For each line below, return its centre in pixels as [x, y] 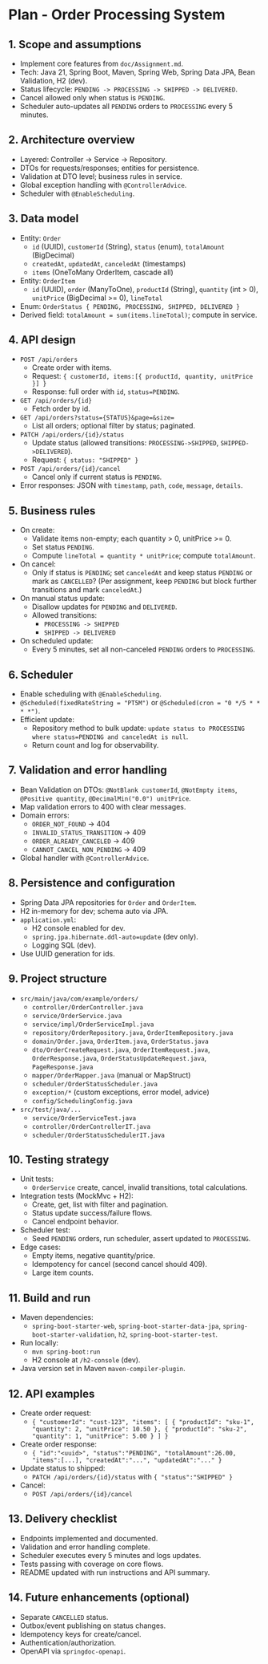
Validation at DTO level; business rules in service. [101, 176]
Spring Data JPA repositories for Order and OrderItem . [108, 902]
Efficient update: [47, 720]
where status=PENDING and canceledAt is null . [110, 737]
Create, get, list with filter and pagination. [100, 1204]
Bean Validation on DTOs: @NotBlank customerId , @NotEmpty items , [128, 789]
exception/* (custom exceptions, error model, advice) [120, 1092]
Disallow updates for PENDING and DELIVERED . [104, 607]
